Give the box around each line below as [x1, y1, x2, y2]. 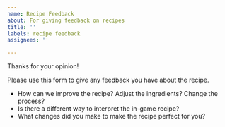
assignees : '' [7, 37, 50, 44]
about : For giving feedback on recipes [7, 17, 125, 24]
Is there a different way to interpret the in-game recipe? [17, 104, 180, 113]
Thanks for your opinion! [7, 62, 79, 71]
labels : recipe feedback [7, 30, 81, 37]
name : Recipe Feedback [7, 10, 74, 18]
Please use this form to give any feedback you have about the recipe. [7, 75, 209, 85]
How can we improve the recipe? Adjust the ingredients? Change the [17, 90, 218, 98]
